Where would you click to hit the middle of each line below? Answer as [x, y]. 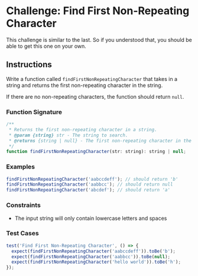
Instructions [29, 65]
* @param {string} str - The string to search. [68, 135]
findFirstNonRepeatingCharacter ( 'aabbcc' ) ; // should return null [90, 184]
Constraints [24, 205]
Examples [21, 167]
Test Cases [23, 233]
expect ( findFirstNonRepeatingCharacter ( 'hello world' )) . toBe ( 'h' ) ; [96, 262]
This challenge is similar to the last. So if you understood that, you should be [99, 40]
